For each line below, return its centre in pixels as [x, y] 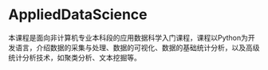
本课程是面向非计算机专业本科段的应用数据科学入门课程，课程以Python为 [128, 37]
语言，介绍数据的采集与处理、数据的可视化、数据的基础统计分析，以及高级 [137, 47]
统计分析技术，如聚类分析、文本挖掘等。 [75, 57]
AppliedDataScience [78, 15]
